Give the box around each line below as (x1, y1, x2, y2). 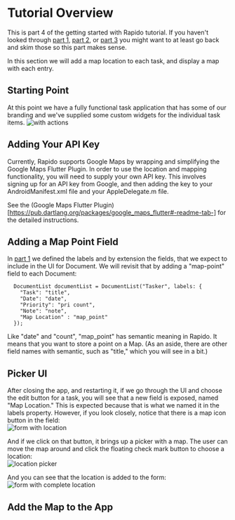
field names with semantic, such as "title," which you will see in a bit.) (7, 347, 208, 356)
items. (7, 118, 25, 126)
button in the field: (7, 416, 60, 424)
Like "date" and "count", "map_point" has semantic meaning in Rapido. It (7, 332, 217, 341)
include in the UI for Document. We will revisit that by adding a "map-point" (7, 262, 225, 271)
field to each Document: (7, 269, 77, 278)
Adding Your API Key (7, 138, 100, 150)
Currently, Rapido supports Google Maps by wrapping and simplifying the (7, 157, 220, 166)
